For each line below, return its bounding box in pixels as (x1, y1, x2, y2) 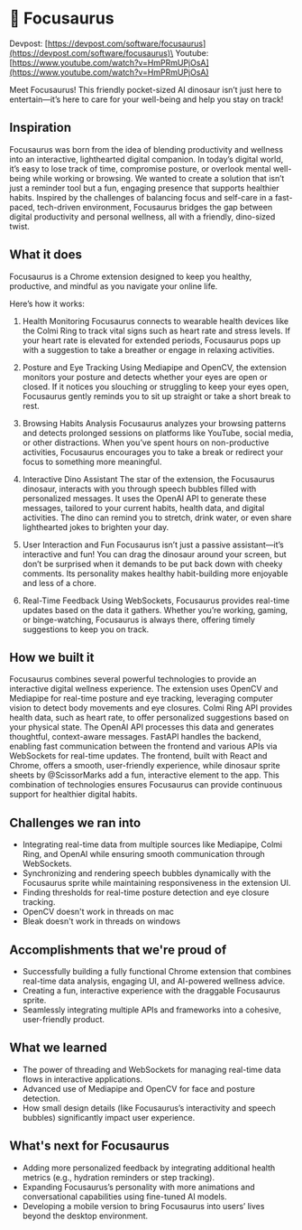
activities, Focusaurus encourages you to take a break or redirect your (22, 446, 284, 457)
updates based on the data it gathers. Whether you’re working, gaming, (22, 604, 288, 615)
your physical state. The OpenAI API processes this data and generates (9, 722, 275, 732)
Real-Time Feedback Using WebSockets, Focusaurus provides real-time (22, 595, 290, 606)
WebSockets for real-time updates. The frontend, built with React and (9, 750, 268, 761)
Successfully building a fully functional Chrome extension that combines (22, 966, 291, 976)
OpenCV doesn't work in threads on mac (22, 907, 174, 918)
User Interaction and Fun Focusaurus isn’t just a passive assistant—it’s (22, 539, 284, 550)
